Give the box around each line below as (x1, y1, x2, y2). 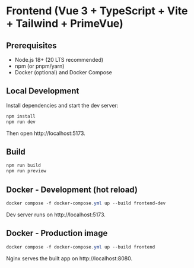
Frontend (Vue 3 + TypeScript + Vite (6, 4, 188, 18)
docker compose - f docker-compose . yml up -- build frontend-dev (6, 200, 166, 206)
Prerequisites (6, 40, 57, 51)
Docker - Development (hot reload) (6, 184, 138, 194)
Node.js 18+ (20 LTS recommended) (14, 56, 104, 63)
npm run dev (6, 119, 36, 125)
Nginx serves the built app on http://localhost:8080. (6, 254, 133, 262)
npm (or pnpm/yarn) (14, 62, 65, 70)
